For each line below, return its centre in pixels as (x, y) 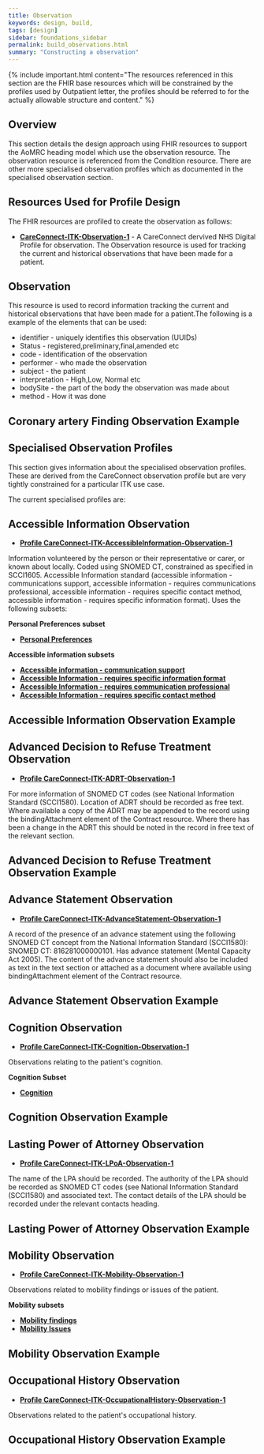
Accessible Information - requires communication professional (125, 687)
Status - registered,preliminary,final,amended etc (99, 346)
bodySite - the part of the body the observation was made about (125, 388)
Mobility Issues (45, 1329)
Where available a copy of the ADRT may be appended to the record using (129, 810)
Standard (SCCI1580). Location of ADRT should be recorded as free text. (126, 802)
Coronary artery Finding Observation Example (124, 421)
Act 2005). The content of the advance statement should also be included (128, 959)
